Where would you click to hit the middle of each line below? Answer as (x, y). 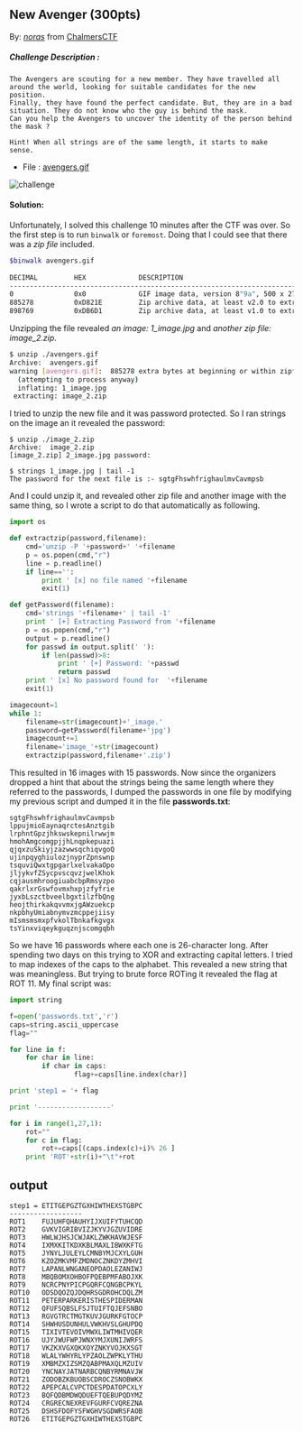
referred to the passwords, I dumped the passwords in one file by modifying (151, 792)
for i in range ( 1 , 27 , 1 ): (56, 1123)
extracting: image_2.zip (60, 396)
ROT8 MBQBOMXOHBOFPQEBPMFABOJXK (76, 1277)
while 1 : (26, 713)
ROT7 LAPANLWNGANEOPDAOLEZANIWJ (76, 1269)
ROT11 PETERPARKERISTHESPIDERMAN (76, 1301)
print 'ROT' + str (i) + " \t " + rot (80, 1157)
